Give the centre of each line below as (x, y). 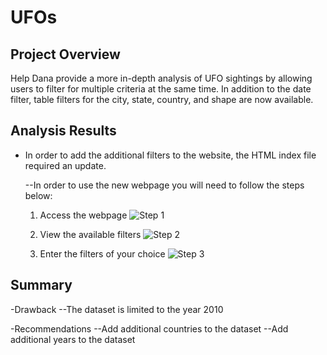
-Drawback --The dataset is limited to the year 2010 (117, 309)
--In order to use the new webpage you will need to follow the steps (164, 185)
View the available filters (90, 234)
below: (38, 195)
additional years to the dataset (73, 339)
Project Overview (65, 54)
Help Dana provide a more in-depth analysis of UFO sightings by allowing (161, 78)
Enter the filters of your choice (102, 253)
